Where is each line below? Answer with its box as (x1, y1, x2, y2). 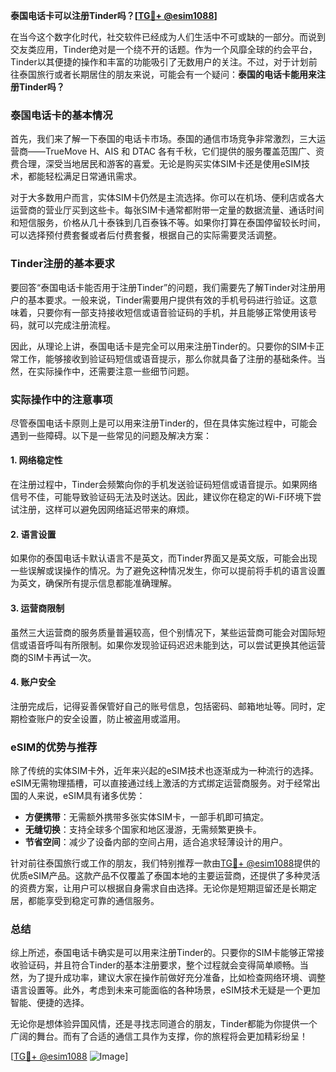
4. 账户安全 (10, 676, 57, 688)
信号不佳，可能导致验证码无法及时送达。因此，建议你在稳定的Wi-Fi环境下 (10, 491, 313, 503)
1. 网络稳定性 (10, 454, 63, 466)
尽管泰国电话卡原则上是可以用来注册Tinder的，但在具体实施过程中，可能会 (10, 417, 318, 429)
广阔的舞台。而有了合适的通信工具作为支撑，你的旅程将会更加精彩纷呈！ (10, 1030, 308, 1043)
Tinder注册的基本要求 (10, 257, 115, 271)
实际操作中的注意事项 (10, 392, 113, 406)
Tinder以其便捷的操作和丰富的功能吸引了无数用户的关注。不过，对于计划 (10, 56, 309, 68)
